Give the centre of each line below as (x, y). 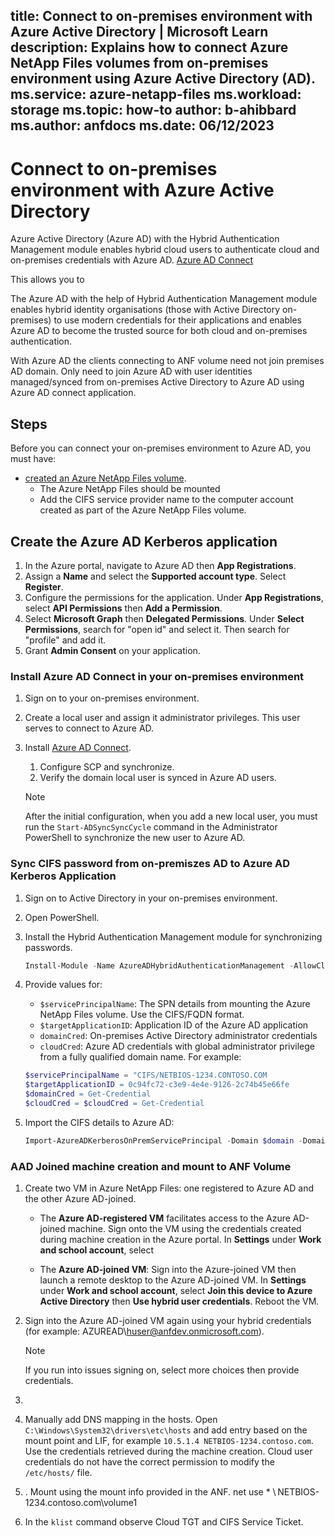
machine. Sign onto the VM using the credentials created (184, 1229)
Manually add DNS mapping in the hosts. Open (121, 1420)
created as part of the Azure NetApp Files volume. (143, 510)
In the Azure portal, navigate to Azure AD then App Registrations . (160, 565)
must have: (33, 459)
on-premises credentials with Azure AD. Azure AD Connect (132, 260)
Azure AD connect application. (73, 393)
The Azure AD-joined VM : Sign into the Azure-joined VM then (168, 1270)
